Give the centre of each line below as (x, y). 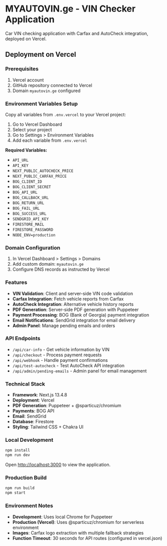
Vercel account (28, 80)
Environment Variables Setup (42, 104)
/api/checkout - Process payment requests (57, 355)
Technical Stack (25, 384)
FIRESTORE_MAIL (28, 224)
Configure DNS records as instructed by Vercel (61, 269)
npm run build (20, 488)
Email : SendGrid (29, 416)
